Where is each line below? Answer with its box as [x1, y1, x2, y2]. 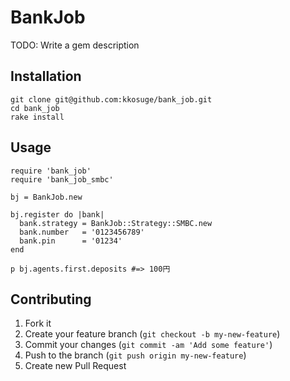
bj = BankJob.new [10, 192, 83, 202]
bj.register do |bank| [10, 209, 105, 220]
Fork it [24, 317, 52, 330]
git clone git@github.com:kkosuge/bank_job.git [10, 94, 213, 105]
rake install [10, 112, 65, 122]
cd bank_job [10, 103, 60, 113]
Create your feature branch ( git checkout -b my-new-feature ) [24, 328, 281, 340]
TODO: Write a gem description [10, 39, 140, 51]
